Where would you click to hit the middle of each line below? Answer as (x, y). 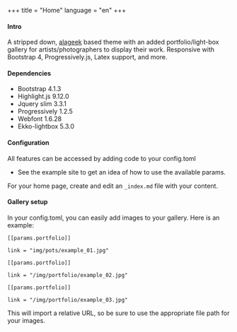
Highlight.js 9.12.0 (43, 96)
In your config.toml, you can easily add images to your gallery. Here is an (114, 218)
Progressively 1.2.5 (45, 112)
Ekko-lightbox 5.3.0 (46, 126)
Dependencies (29, 73)
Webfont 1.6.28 (40, 119)
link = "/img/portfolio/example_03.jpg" (68, 300)
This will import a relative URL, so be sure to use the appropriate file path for (118, 313)
